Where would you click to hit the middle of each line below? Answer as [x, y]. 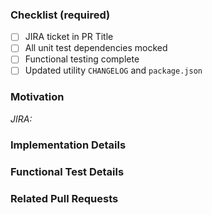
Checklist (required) [60, 15]
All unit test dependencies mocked [96, 48]
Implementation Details [68, 145]
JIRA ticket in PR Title [69, 37]
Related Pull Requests [64, 198]
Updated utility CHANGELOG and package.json [113, 70]
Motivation [37, 97]
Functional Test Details [67, 171]
